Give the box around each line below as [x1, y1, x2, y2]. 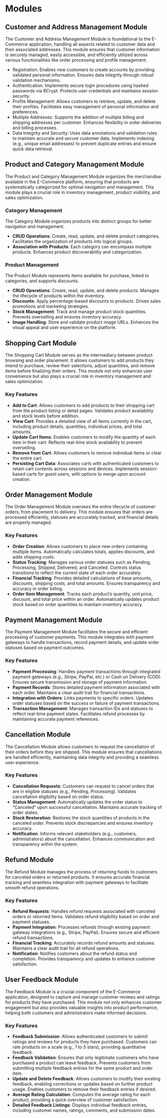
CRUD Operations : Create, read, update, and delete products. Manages [12, 288, 160, 294]
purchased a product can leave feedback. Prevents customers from [12, 1060, 151, 1066]
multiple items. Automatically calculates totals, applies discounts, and [12, 549, 155, 555]
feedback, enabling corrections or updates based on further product [12, 1081, 153, 1087]
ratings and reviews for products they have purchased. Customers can [12, 1039, 157, 1045]
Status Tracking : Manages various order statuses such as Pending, [12, 559, 151, 565]
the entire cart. [12, 455, 43, 461]
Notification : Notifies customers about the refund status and [12, 950, 137, 957]
